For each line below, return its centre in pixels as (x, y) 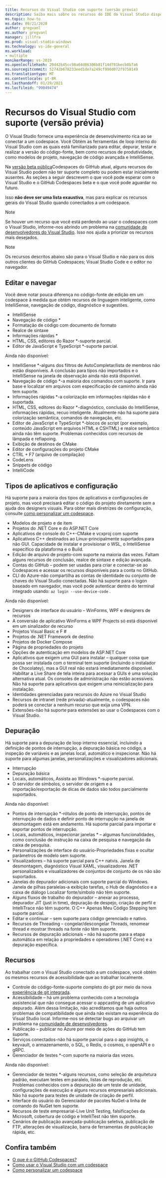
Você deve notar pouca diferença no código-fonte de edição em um (74, 295)
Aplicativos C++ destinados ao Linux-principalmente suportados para (83, 539)
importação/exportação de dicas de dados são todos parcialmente (80, 789)
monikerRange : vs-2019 (28, 60)
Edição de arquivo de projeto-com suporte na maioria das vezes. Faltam (86, 555)
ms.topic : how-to (23, 19)
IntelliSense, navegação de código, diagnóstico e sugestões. (67, 305)
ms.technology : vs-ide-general (37, 46)
